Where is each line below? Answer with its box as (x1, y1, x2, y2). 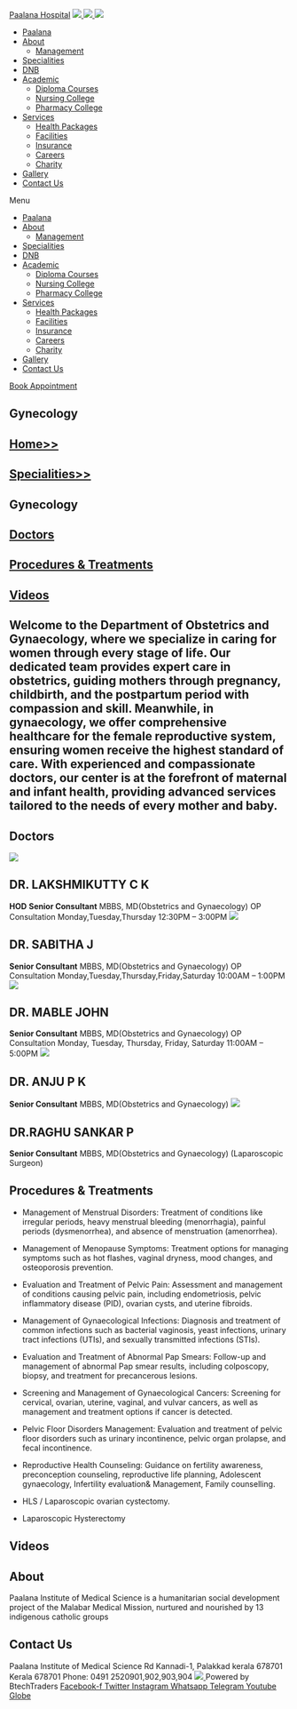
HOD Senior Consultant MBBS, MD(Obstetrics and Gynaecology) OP (9, 900, 262, 911)
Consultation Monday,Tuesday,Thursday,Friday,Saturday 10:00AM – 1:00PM (9, 970, 285, 981)
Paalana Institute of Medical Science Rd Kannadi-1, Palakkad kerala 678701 (9, 1660, 284, 1671)
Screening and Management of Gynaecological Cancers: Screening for (21, 1387, 281, 1398)
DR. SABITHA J (9, 938, 94, 953)
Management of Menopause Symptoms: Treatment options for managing (21, 1242, 289, 1253)
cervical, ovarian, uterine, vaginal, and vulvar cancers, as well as (21, 1396, 259, 1408)
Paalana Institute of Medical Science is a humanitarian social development (9, 1593, 280, 1603)
